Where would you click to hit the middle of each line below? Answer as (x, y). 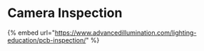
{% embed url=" (31, 33)
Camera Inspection (65, 13)
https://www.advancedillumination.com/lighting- (126, 33)
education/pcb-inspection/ (47, 40)
